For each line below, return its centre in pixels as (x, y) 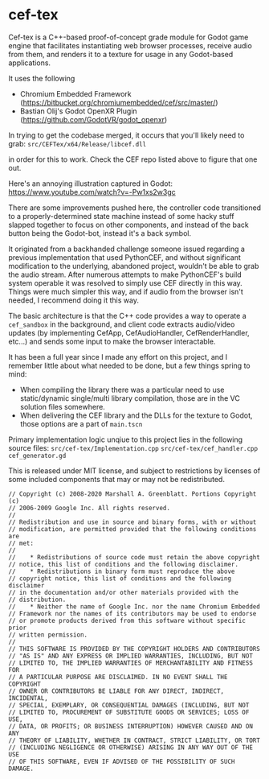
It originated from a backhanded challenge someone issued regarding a (126, 249)
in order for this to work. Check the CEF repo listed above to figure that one (133, 159)
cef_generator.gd (37, 455)
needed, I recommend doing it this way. (73, 300)
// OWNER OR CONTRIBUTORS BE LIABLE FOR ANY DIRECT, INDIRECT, (116, 691)
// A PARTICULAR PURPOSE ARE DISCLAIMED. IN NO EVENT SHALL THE (118, 677)
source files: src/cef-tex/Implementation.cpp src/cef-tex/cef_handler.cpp (133, 447)
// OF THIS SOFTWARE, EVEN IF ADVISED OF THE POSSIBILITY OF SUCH (122, 761)
